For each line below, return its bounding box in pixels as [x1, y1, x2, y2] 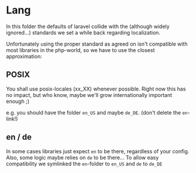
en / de [6, 132, 32, 142]
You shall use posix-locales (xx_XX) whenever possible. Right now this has [6, 85, 186, 92]
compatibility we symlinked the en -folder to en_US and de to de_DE [6, 160, 163, 167]
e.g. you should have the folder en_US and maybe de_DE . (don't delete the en [6, 109, 188, 116]
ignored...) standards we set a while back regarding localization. [6, 29, 161, 36]
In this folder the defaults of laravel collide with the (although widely [6, 23, 170, 30]
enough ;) [6, 98, 30, 105]
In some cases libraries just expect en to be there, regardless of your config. [6, 147, 190, 155]
